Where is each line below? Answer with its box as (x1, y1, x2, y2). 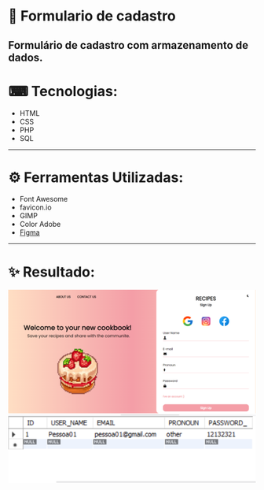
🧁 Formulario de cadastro (8, 7, 176, 25)
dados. (8, 50, 43, 64)
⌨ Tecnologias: (8, 82, 118, 100)
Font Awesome (19, 195, 68, 204)
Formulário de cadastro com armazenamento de (8, 39, 249, 52)
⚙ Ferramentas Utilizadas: (8, 169, 184, 186)
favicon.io (19, 202, 53, 212)
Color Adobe (19, 220, 61, 229)
